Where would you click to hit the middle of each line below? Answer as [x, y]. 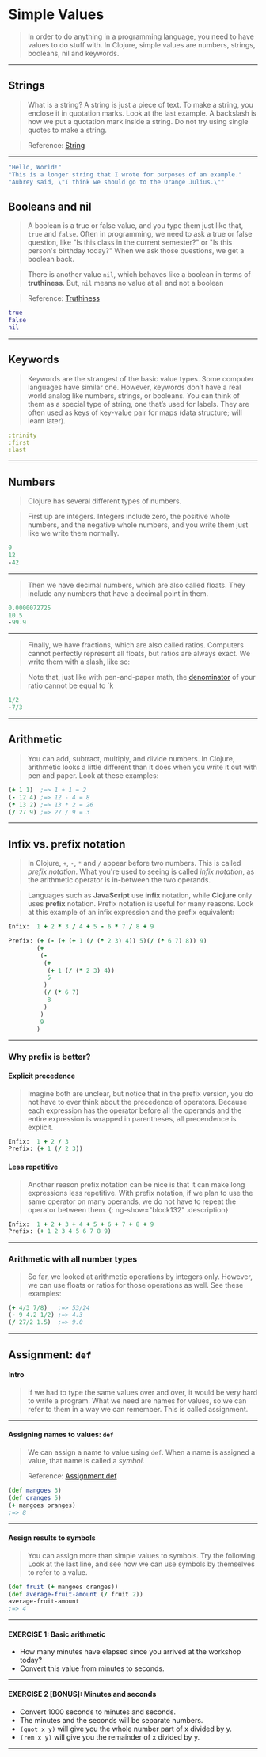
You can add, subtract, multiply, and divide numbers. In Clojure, [131, 758]
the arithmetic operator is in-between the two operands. [119, 880]
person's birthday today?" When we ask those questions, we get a [136, 251]
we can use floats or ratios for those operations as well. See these [135, 1285]
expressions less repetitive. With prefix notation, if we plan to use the [140, 1193]
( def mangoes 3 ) [35, 1490]
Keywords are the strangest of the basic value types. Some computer [141, 378]
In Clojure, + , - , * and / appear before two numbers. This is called [134, 863]
